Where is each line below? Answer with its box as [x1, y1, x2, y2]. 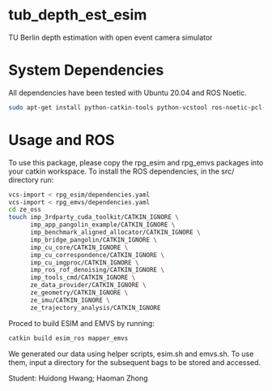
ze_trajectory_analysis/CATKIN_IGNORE [29, 303, 161, 312]
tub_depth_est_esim [8, 6, 147, 24]
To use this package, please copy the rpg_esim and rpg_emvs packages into [8, 157, 264, 167]
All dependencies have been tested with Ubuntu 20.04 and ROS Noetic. [8, 88, 247, 97]
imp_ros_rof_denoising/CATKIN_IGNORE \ [29, 266, 164, 274]
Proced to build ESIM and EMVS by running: [8, 318, 155, 328]
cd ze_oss [8, 205, 42, 214]
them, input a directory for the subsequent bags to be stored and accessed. [8, 357, 261, 367]
